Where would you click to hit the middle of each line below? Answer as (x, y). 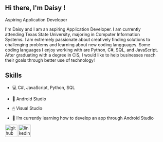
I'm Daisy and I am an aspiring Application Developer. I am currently (73, 29)
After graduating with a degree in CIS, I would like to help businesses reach (80, 55)
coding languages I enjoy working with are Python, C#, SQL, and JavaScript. (81, 50)
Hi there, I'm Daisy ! (35, 8)
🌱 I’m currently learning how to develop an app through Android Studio (83, 118)
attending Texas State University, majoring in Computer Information (72, 34)
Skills (13, 76)
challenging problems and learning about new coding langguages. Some (78, 44)
